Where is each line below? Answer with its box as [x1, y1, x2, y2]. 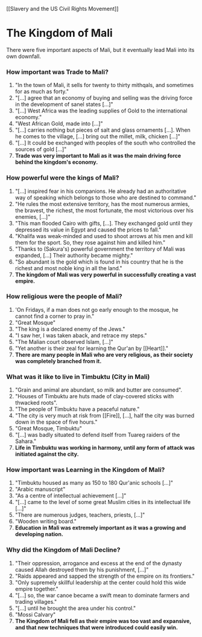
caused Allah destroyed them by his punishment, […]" [14, 566, 149, 573]
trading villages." [14, 598, 57, 605]
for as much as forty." [14, 88, 69, 95]
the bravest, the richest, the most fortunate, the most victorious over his [14, 207, 194, 214]
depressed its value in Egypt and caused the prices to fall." [14, 226, 162, 233]
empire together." [14, 585, 58, 592]
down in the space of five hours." [14, 418, 98, 425]
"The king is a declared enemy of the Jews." [14, 325, 125, 332]
